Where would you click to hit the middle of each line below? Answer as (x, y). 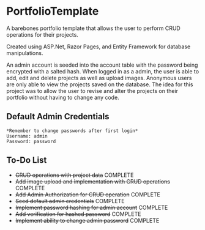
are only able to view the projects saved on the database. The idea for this (100, 84)
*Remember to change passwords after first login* (72, 131)
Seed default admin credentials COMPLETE (70, 201)
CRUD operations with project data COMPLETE (74, 175)
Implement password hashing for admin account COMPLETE (91, 207)
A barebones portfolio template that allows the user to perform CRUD (93, 28)
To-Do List (27, 160)
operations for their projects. (42, 34)
